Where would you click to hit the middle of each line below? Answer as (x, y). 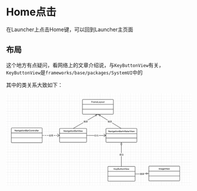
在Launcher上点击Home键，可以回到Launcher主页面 (70, 29)
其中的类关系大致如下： (34, 85)
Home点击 (31, 12)
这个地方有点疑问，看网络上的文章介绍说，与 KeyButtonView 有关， (85, 65)
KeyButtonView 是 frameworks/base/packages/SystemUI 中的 (74, 72)
